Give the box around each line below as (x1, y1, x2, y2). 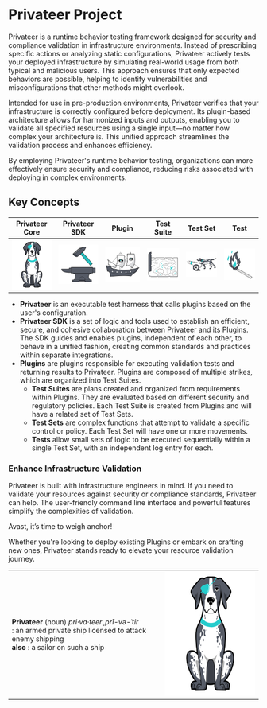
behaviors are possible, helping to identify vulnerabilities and (8, 74, 207, 84)
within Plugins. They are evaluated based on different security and (31, 392, 250, 402)
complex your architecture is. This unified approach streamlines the (8, 131, 230, 141)
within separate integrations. (19, 350, 114, 360)
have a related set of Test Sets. (31, 410, 133, 418)
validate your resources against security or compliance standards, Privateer (8, 489, 257, 499)
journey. (8, 554, 35, 564)
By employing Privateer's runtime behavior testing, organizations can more (8, 155, 253, 165)
